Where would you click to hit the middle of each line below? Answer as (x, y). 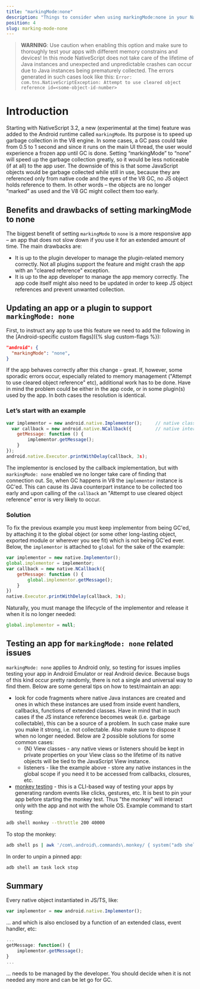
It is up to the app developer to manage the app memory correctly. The (102, 277)
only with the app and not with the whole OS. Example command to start (103, 805)
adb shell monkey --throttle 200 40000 (56, 823)
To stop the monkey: (31, 834)
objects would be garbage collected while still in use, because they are (93, 172)
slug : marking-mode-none (37, 28)
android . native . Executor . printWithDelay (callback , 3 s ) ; (77, 456)
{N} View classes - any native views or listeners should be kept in (104, 748)
